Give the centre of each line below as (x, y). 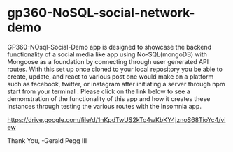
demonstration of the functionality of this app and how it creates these (109, 98)
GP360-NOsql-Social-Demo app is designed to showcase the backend (110, 47)
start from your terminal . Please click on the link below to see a (99, 91)
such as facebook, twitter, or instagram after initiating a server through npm (116, 84)
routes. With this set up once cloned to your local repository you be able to (115, 69)
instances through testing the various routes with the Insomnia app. (104, 106)
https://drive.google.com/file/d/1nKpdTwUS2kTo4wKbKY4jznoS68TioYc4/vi (116, 119)
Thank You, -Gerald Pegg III (47, 140)
